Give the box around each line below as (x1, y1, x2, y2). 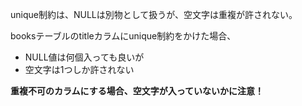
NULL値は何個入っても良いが (24, 51, 145, 63)
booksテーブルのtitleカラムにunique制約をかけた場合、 (10, 30, 237, 42)
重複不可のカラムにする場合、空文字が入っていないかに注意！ (10, 85, 265, 97)
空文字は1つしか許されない (24, 64, 135, 75)
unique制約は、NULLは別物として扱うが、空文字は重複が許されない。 (10, 9, 298, 20)
